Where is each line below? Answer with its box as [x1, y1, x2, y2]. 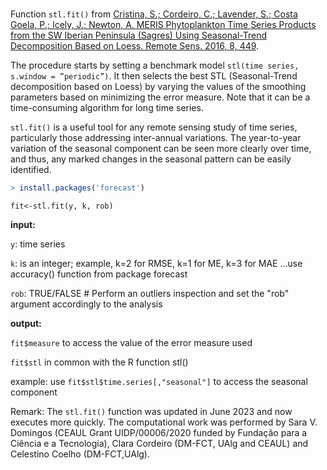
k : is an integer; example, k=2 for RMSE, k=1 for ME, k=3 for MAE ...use [10, 258, 303, 270]
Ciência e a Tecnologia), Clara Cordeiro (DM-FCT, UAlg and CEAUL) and [10, 438, 309, 450]
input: [10, 219, 36, 231]
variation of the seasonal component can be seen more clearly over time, [10, 143, 312, 155]
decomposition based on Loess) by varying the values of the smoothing [10, 81, 307, 93]
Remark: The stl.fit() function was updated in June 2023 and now [10, 406, 293, 418]
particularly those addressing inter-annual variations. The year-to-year [10, 132, 302, 144]
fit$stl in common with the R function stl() [10, 356, 189, 368]
